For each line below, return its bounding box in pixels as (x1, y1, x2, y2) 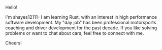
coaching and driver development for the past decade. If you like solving (5, 25, 157, 31)
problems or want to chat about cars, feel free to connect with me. (5, 30, 144, 36)
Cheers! (5, 40, 22, 46)
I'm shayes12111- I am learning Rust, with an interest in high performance (5, 14, 157, 20)
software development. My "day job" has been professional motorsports (5, 20, 156, 25)
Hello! (5, 5, 18, 10)
